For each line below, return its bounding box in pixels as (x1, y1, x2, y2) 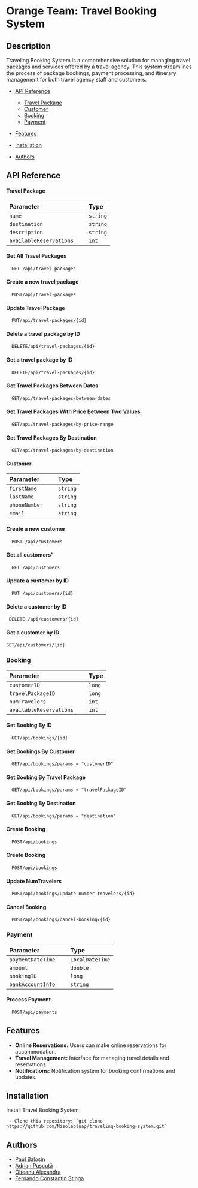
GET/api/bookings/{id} (11, 735, 68, 741)
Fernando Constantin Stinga (14, 1175, 84, 1182)
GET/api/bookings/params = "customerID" (11, 761, 114, 767)
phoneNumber (9, 502, 44, 509)
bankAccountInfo (9, 981, 56, 988)
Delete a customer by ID (6, 603, 67, 610)
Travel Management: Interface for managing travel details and (14, 1054, 169, 1061)
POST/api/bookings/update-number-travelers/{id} (11, 891, 135, 897)
